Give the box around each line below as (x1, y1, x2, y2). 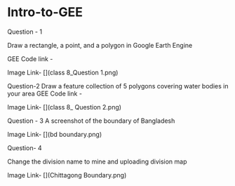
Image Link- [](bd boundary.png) (7, 130, 102, 138)
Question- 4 (7, 143, 42, 152)
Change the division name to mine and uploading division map (7, 157, 187, 166)
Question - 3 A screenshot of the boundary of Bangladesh (7, 117, 175, 125)
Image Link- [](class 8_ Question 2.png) (7, 102, 121, 111)
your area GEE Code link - (7, 89, 83, 98)
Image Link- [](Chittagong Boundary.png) (7, 171, 127, 179)
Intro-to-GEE (7, 4, 83, 20)
